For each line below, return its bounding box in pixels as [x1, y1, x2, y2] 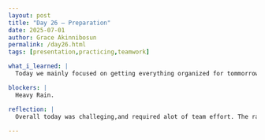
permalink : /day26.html [8, 41, 87, 49]
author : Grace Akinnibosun [8, 33, 97, 42]
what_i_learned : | [8, 62, 69, 71]
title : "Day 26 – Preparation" [8, 19, 111, 27]
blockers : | [8, 83, 47, 91]
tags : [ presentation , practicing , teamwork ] [8, 48, 150, 56]
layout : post [8, 11, 51, 20]
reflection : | [8, 105, 55, 113]
